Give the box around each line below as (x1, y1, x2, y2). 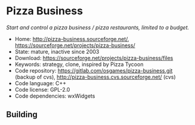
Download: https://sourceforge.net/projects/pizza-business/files (14, 54, 174, 61)
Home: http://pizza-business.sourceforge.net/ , (14, 35, 129, 42)
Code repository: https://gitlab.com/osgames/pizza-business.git (14, 67, 173, 74)
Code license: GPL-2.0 (14, 86, 70, 93)
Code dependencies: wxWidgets (14, 92, 95, 99)
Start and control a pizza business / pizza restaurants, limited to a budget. (6, 24, 190, 31)
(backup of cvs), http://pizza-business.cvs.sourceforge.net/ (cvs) (14, 73, 176, 80)
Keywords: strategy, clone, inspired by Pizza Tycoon (14, 61, 144, 68)
